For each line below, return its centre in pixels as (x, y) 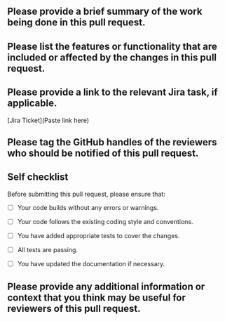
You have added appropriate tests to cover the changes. (98, 235)
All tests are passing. (48, 249)
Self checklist (38, 177)
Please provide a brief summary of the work (105, 12)
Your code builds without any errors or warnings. (88, 207)
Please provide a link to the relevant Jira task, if (113, 92)
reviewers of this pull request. (74, 308)
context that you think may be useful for (96, 297)
